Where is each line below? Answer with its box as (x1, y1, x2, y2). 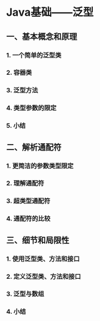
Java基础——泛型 (6, 5, 94, 19)
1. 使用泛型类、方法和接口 (6, 254, 80, 263)
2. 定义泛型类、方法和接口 (6, 272, 81, 281)
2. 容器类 (6, 69, 32, 77)
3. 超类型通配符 (6, 197, 51, 205)
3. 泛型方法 (6, 86, 38, 95)
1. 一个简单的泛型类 (6, 51, 62, 59)
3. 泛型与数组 (6, 290, 44, 298)
